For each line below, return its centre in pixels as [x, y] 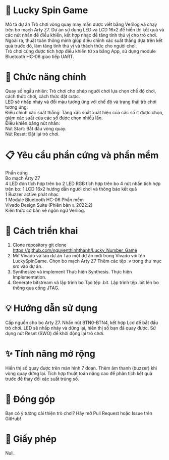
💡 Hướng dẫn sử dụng [51, 308]
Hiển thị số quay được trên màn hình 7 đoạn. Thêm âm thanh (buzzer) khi [81, 368]
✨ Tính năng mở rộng [50, 354]
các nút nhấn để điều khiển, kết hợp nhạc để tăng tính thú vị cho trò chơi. [81, 35]
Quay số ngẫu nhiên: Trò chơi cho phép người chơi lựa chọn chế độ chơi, [81, 91]
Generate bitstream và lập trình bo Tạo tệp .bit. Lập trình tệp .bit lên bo [86, 282]
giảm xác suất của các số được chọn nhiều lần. [54, 118]
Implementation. [29, 277]
